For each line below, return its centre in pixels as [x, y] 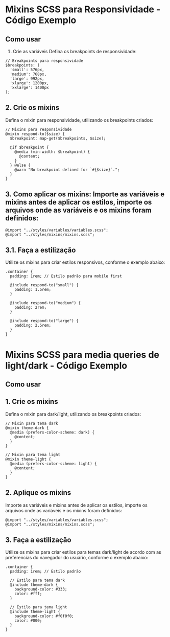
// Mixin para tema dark [32, 423]
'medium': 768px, [28, 74]
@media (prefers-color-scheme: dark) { [52, 432]
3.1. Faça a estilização [41, 250]
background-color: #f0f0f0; [44, 616]
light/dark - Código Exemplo [66, 365]
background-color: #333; [41, 589]
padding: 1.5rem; [33, 290]
